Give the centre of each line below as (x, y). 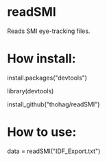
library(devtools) (31, 91)
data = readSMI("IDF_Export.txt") (54, 151)
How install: (42, 59)
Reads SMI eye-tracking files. (49, 31)
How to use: (42, 132)
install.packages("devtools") (47, 78)
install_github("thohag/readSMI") (53, 104)
